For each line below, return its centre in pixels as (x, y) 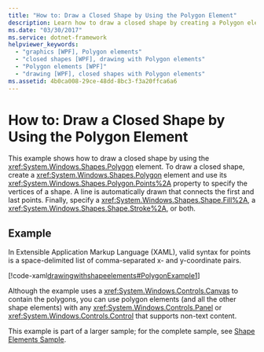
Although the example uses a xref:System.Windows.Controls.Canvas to (123, 291)
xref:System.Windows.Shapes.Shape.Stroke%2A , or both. (102, 208)
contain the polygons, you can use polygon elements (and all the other (122, 299)
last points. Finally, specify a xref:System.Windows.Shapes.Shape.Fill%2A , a (132, 200)
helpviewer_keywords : (44, 45)
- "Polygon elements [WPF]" (61, 67)
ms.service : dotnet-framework (58, 37)
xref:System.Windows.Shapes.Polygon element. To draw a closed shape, (126, 167)
